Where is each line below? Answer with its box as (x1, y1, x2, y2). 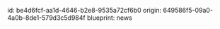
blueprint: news (87, 13, 132, 22)
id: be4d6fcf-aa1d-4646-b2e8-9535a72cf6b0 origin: (7, 6, 162, 14)
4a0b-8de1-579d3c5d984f (7, 13, 86, 22)
